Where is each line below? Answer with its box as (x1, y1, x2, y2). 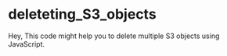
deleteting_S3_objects (8, 5, 157, 23)
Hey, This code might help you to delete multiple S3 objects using (8, 31, 220, 40)
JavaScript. (8, 39, 45, 48)
